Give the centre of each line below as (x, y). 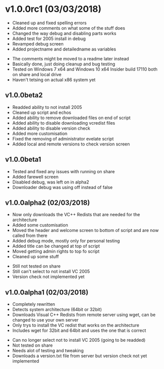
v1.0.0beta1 (23, 160)
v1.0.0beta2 (24, 95)
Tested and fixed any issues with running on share (63, 171)
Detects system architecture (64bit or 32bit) (57, 310)
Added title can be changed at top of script (56, 246)
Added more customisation (40, 133)
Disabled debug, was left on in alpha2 (51, 182)
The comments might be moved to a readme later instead (71, 58)
